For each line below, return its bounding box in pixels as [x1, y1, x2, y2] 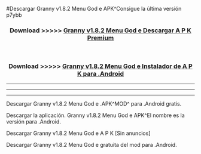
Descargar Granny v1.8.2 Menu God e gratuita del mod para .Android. [6, 141, 178, 148]
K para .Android [77, 70, 124, 78]
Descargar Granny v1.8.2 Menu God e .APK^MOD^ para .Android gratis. [6, 100, 182, 107]
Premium [87, 33, 114, 42]
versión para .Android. [6, 118, 62, 125]
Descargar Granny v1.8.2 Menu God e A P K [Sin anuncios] [6, 130, 151, 137]
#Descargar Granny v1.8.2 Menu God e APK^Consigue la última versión [6, 5, 182, 12]
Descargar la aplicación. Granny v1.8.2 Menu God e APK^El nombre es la [6, 112, 185, 119]
